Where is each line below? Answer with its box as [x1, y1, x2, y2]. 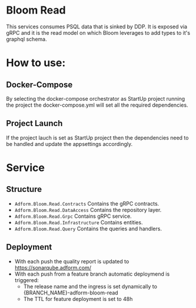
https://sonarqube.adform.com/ [14, 264, 91, 271]
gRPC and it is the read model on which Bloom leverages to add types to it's [6, 29, 190, 36]
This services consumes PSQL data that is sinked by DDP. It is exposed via [6, 23, 187, 30]
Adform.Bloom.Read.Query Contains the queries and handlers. [14, 225, 162, 232]
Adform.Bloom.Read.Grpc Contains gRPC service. [14, 213, 132, 220]
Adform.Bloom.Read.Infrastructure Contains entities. [14, 218, 143, 226]
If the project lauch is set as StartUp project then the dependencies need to [6, 134, 189, 141]
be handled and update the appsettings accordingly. [6, 140, 133, 147]
